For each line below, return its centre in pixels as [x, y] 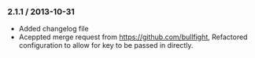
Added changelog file [54, 29]
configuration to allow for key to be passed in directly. [106, 45]
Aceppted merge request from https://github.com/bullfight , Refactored [133, 37]
